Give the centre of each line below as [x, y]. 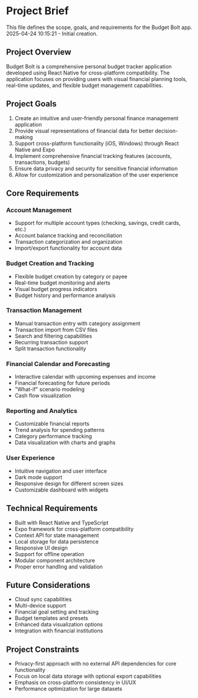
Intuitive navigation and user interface [61, 471]
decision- [166, 131]
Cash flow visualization [43, 396]
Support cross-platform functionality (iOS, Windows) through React [97, 143]
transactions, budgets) [42, 162]
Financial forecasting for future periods [62, 383]
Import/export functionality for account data [68, 248]
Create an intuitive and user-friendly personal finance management [96, 118]
